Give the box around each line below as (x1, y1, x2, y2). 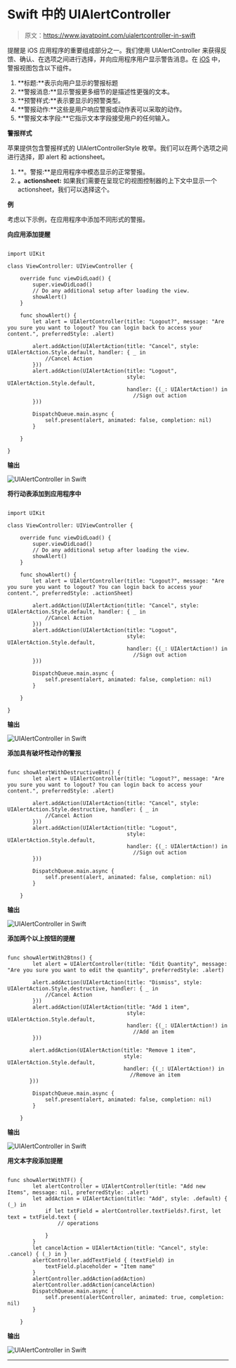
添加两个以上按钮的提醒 (7, 934, 75, 943)
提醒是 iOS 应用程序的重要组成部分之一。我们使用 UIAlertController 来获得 (7, 46, 221, 54)
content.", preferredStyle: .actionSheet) (7, 590, 133, 597)
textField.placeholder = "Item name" (44, 1262, 156, 1270)
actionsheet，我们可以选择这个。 (17, 185, 114, 194)
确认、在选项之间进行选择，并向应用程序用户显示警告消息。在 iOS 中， (19, 54, 224, 63)
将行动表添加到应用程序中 (7, 489, 81, 497)
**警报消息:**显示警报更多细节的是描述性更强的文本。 (17, 87, 173, 96)
